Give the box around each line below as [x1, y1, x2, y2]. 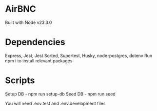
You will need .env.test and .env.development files [5, 100, 106, 106]
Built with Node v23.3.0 [5, 19, 52, 25]
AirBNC [5, 3, 36, 15]
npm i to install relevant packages [5, 57, 73, 64]
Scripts [5, 75, 35, 86]
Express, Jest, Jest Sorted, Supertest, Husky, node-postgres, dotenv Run [5, 53, 153, 58]
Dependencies [5, 37, 65, 48]
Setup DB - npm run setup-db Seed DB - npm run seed [5, 91, 116, 97]
